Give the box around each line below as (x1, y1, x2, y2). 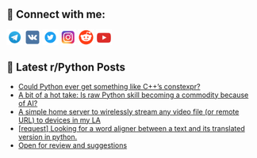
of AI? (17, 98, 38, 107)
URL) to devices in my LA (17, 115, 102, 125)
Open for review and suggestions (17, 140, 128, 150)
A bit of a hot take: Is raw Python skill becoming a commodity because (17, 90, 249, 100)
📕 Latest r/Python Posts (6, 61, 126, 74)
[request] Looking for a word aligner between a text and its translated (17, 123, 246, 133)
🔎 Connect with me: (6, 8, 105, 21)
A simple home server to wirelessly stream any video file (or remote (17, 107, 240, 116)
